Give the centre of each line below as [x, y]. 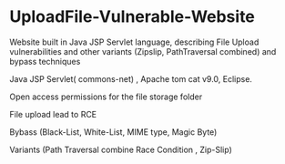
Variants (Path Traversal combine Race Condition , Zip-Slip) [121, 149]
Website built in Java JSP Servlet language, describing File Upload [134, 42]
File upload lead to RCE [53, 114]
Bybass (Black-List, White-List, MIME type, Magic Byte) [113, 132]
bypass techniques [45, 61]
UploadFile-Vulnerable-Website [132, 17]
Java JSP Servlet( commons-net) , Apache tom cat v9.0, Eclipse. [131, 78]
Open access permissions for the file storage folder [106, 97]
